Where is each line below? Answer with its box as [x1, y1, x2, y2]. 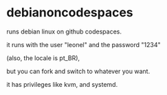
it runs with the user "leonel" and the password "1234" [6, 40, 161, 49]
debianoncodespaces [6, 5, 133, 21]
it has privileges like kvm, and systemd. [6, 80, 118, 88]
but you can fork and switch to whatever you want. [6, 67, 151, 75]
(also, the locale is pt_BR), [6, 53, 80, 62]
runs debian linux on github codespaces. [6, 27, 122, 36]
